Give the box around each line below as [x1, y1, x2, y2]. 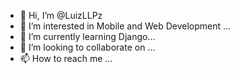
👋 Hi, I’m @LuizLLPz [19, 10, 103, 21]
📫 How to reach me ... [19, 53, 113, 64]
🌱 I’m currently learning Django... [19, 31, 156, 42]
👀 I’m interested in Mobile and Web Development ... [19, 20, 232, 32]
